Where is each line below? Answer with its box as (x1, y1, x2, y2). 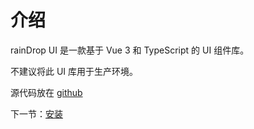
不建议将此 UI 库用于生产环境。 (10, 65, 139, 77)
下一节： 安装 (10, 107, 63, 120)
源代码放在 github (10, 86, 83, 98)
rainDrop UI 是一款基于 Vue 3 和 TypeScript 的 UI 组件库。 (10, 44, 250, 56)
